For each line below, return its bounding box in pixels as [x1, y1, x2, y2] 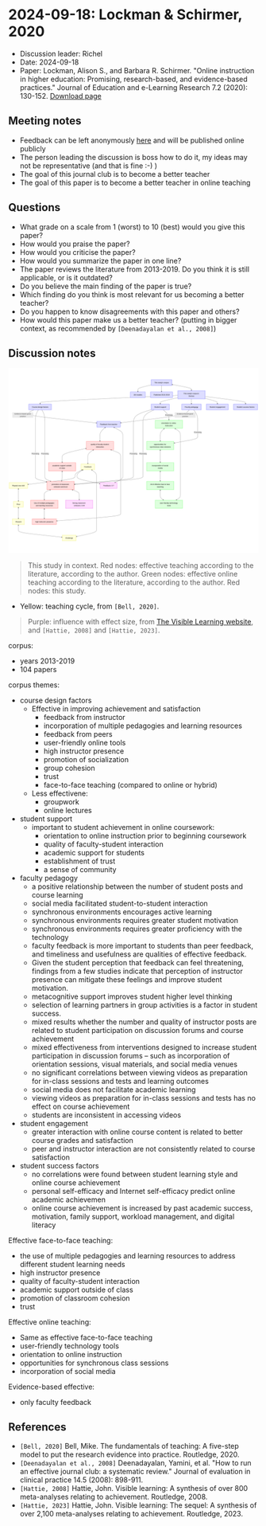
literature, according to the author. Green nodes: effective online [27, 569, 238, 578]
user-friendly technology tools [19, 1340, 119, 1351]
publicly [19, 143, 46, 153]
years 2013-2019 [19, 655, 75, 666]
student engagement [19, 1118, 89, 1128]
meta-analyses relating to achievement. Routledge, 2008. [19, 1492, 208, 1502]
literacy [31, 1220, 56, 1230]
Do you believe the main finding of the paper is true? [19, 281, 192, 291]
